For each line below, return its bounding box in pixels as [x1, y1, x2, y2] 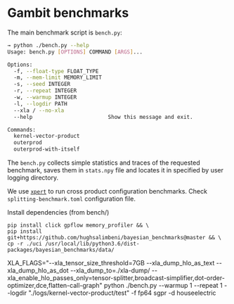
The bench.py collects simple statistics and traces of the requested [7, 158, 200, 167]
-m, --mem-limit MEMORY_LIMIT [13, 74, 102, 82]
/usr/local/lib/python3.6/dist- [44, 241, 140, 248]
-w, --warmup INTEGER [13, 94, 77, 101]
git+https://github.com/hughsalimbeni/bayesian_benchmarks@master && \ [7, 234, 221, 241]
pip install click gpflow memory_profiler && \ [7, 222, 150, 229]
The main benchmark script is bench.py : [7, 28, 122, 37]
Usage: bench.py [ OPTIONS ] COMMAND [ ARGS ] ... [7, 48, 143, 56]
